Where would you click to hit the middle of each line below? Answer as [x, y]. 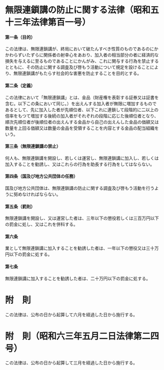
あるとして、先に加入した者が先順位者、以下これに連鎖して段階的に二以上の [82, 110]
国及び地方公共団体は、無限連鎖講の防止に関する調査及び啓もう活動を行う [80, 188]
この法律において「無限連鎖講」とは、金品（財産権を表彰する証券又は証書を [82, 97]
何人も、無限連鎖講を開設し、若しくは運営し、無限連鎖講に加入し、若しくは [82, 158]
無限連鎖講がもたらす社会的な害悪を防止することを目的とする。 [77, 74]
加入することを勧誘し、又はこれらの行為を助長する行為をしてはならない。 [80, 164]
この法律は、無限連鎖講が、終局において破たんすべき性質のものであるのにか [82, 49]
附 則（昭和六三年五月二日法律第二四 [82, 336]
